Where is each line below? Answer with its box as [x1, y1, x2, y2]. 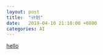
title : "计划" [6, 15, 44, 21]
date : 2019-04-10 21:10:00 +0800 [6, 20, 97, 26]
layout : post [6, 8, 40, 15]
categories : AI [6, 25, 45, 32]
